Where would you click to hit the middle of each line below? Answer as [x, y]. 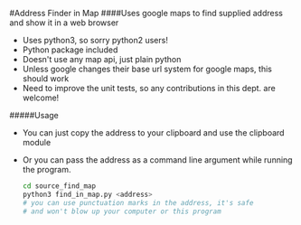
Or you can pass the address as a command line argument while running [157, 160]
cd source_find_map [59, 186]
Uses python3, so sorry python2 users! [95, 40]
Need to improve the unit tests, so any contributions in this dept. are [149, 88]
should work [46, 79]
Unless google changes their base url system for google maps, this [147, 69]
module [37, 142]
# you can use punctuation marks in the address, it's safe [138, 202]
